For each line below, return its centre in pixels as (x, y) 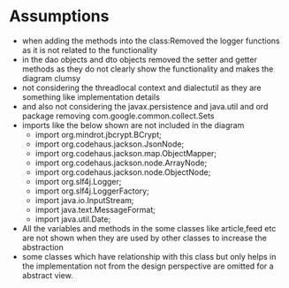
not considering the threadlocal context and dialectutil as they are (141, 87)
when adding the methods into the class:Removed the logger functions (151, 41)
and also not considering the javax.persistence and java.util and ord (145, 106)
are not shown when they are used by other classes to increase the (144, 238)
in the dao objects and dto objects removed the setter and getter (140, 59)
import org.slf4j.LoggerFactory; (92, 191)
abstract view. (47, 275)
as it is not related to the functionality (89, 49)
